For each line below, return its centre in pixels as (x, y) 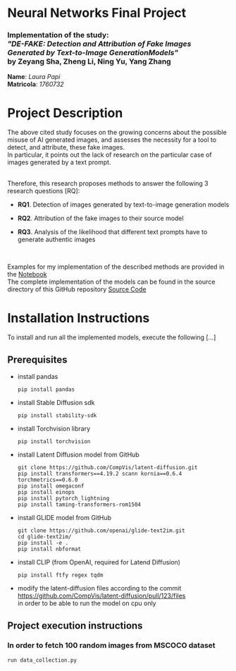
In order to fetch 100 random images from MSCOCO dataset (112, 646)
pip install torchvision (54, 442)
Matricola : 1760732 (36, 84)
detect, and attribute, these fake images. (66, 147)
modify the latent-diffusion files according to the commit (99, 588)
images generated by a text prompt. (59, 162)
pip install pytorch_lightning (63, 499)
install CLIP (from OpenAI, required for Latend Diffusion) (99, 562)
